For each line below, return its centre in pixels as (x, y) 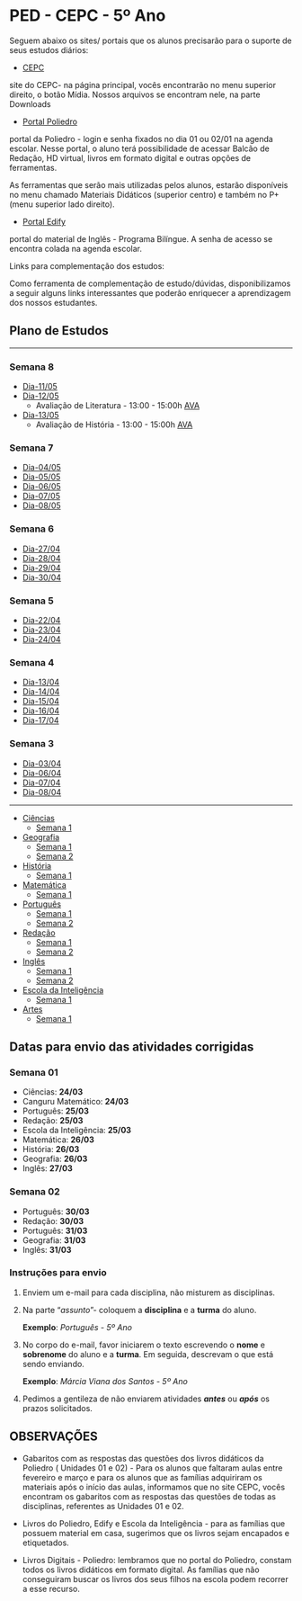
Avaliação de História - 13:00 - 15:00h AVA (114, 425)
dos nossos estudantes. (53, 302)
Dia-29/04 (41, 568)
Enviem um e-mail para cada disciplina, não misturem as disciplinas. (149, 1292)
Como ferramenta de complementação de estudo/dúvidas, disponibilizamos (150, 283)
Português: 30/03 (56, 1212)
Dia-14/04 (41, 692)
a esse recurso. (51, 1588)
